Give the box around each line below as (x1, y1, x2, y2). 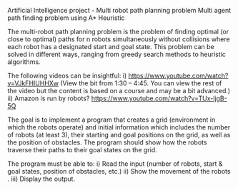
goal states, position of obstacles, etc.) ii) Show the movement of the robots (7, 167, 231, 175)
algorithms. (7, 58, 41, 66)
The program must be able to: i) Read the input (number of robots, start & (7, 159, 223, 168)
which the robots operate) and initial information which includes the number (7, 123, 231, 131)
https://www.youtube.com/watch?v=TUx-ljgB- (91, 94, 227, 102)
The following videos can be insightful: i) (7, 71, 127, 80)
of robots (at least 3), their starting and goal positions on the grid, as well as (7, 131, 231, 139)
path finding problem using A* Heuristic (7, 14, 125, 22)
